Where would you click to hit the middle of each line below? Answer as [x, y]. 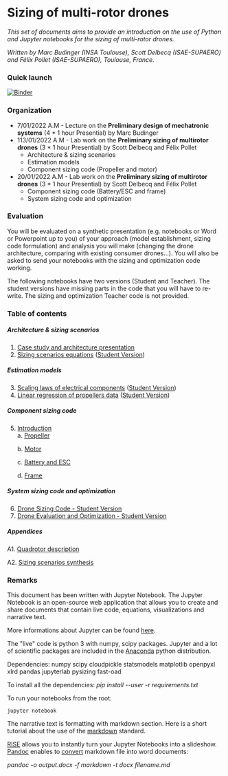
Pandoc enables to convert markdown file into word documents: [98, 751]
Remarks [22, 580]
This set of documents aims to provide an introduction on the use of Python [114, 32]
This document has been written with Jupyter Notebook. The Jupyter [105, 595]
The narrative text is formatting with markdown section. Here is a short [107, 723]
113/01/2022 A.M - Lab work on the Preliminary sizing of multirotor [113, 140]
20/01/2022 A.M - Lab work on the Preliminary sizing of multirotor [112, 176]
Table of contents [37, 313]
